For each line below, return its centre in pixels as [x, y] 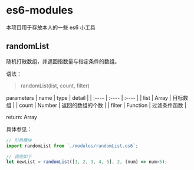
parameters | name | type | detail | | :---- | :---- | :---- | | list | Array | [89, 97]
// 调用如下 [19, 156]
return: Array [22, 117]
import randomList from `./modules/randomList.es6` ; [72, 146]
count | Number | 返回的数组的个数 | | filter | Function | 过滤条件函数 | [103, 105]
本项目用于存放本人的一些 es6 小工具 [51, 27]
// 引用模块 [19, 140]
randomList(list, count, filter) [55, 86]
